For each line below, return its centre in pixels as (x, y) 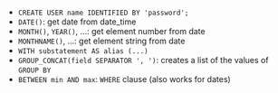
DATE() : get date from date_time (77, 22)
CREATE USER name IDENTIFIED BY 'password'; (103, 13)
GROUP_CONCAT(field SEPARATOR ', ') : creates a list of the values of (143, 60)
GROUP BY (34, 70)
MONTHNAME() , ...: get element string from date (101, 41)
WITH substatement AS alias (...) (83, 51)
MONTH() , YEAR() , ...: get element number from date (111, 31)
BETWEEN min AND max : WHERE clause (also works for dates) (124, 79)
